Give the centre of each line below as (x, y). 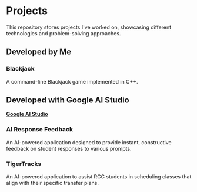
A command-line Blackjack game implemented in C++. (72, 81)
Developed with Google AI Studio (68, 100)
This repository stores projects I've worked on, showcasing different (89, 27)
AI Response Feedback (40, 130)
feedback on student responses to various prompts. (69, 148)
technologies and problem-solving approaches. (64, 33)
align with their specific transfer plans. (52, 183)
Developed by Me (39, 52)
